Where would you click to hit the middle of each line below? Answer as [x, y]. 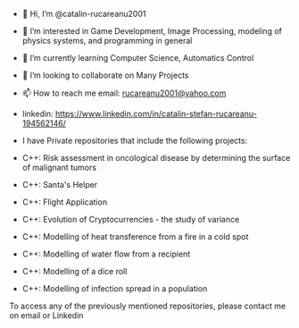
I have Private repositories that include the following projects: [135, 140]
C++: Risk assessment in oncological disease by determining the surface [156, 158]
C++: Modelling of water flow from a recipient [106, 254]
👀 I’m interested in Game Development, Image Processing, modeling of [152, 31]
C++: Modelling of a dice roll [75, 271]
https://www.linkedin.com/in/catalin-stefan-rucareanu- [156, 114]
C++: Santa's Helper [60, 185]
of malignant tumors [59, 167]
